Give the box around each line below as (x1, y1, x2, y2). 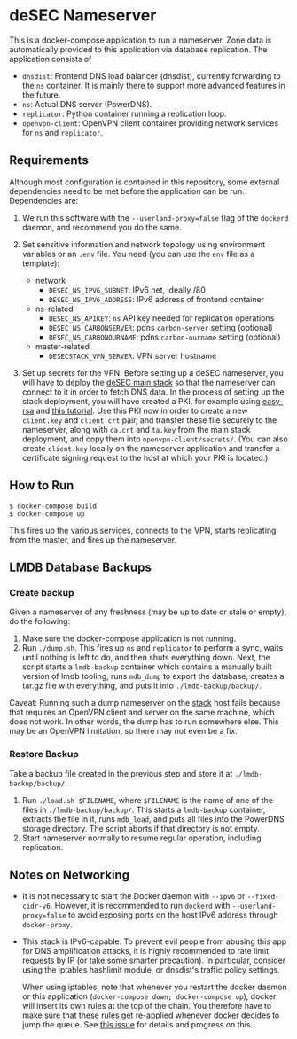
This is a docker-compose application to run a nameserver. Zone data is (9, 35, 272, 45)
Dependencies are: (9, 195, 79, 206)
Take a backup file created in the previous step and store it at (9, 768, 233, 778)
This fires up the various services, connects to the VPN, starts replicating (9, 525, 277, 535)
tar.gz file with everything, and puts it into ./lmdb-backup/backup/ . (21, 680, 262, 691)
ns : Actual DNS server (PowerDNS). (21, 98, 152, 109)
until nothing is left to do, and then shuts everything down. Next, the (21, 652, 270, 663)
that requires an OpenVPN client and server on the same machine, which (9, 707, 275, 718)
